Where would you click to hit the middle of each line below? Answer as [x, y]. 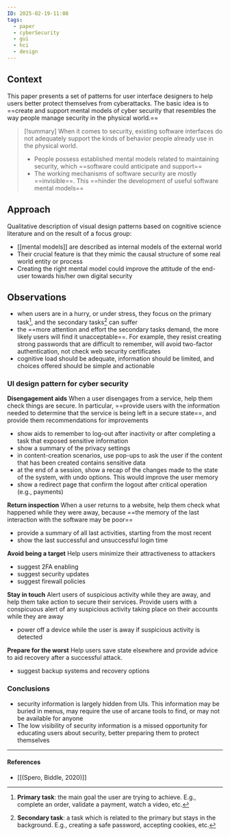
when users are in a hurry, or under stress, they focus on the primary [114, 314]
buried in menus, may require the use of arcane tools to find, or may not [118, 711]
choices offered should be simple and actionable [86, 366]
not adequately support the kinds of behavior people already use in [119, 138]
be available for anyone [50, 718]
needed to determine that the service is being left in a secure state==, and [112, 413]
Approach [29, 210]
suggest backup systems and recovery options [83, 671]
